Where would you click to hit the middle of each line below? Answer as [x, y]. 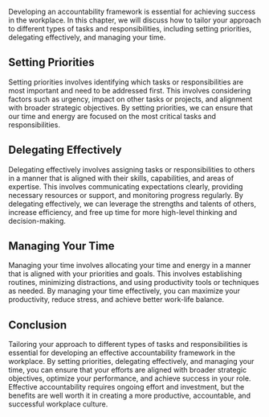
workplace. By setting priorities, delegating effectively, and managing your [131, 361]
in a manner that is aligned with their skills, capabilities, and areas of [121, 178]
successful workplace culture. [58, 404]
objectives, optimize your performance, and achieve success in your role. [130, 378]
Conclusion [38, 325]
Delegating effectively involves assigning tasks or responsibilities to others [132, 169]
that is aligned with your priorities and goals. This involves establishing [125, 274]
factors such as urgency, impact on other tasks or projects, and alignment [130, 99]
